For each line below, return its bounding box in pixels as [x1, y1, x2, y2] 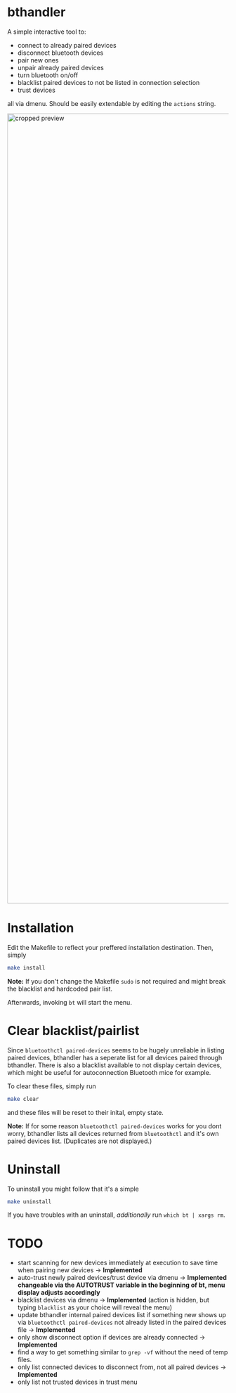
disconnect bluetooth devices [17, 48, 104, 57]
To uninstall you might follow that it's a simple [7, 1184, 139, 1193]
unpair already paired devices [17, 63, 104, 72]
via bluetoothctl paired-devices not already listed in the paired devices [17, 1318, 227, 1327]
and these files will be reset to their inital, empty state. [7, 1108, 164, 1116]
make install [7, 964, 46, 971]
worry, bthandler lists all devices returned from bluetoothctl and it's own [7, 1129, 219, 1137]
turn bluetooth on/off [17, 71, 79, 79]
